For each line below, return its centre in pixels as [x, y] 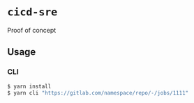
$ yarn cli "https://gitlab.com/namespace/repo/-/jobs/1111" [98, 93]
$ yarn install [29, 86]
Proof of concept [32, 30]
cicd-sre [32, 12]
